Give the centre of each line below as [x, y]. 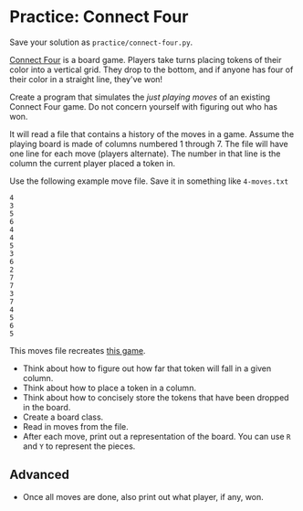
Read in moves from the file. [76, 426]
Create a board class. [63, 417]
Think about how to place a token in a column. [109, 388]
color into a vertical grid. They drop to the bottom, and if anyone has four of [151, 69]
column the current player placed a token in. [93, 163]
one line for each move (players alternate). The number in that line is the [145, 154]
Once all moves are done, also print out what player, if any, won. [143, 496]
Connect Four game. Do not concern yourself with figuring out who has [144, 106]
